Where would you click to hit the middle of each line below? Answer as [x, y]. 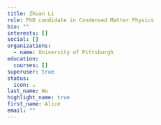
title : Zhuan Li [31, 14]
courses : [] [31, 65]
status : [18, 78]
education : [23, 59]
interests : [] [28, 33]
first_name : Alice [34, 104]
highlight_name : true [39, 98]
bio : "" [18, 26]
